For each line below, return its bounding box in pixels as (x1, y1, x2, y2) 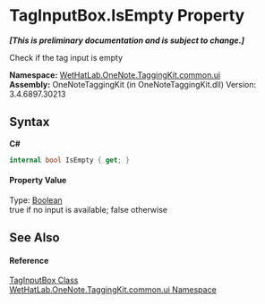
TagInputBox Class (9, 274, 79, 286)
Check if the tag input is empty (9, 52, 124, 63)
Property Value (9, 175, 67, 186)
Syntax (9, 114, 50, 130)
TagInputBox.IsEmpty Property (9, 5, 245, 26)
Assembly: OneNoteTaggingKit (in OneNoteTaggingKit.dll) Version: (9, 79, 257, 89)
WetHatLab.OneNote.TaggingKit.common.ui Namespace (9, 284, 217, 295)
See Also (9, 230, 60, 246)
